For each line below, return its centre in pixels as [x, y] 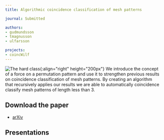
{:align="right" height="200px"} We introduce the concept [99, 69]
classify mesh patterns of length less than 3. [50, 90]
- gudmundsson [20, 32]
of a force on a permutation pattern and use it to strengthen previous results [82, 74]
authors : [14, 28]
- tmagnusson [18, 37]
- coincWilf [17, 55]
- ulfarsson [17, 41]
